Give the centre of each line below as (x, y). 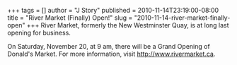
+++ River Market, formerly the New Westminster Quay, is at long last (128, 25)
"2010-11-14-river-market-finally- (182, 18)
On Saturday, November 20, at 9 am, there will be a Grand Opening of (109, 46)
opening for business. (39, 32)
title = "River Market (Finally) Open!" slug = (70, 18)
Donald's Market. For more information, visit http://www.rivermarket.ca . (111, 54)
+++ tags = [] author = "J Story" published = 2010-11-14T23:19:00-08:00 (113, 10)
